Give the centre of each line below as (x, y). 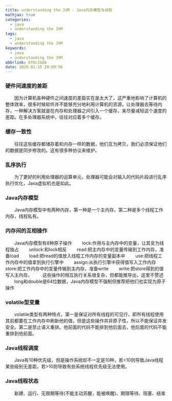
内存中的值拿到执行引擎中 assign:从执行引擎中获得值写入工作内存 (83, 262)
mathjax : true (20, 15)
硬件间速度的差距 (26, 86)
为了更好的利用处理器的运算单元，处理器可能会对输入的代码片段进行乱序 (91, 177)
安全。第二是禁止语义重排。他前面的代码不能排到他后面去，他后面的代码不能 (86, 327)
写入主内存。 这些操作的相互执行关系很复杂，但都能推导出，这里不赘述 (84, 275)
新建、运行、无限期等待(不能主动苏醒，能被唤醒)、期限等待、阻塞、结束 (90, 393)
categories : (18, 19)
